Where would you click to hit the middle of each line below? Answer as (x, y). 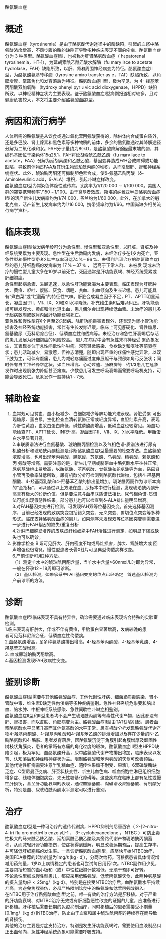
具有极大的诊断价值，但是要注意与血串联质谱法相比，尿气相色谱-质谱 (87, 494)
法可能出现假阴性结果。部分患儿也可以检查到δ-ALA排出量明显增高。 (82, 500)
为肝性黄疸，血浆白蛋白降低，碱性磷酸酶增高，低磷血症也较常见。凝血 (84, 425)
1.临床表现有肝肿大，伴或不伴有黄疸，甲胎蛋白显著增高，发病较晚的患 (76, 629)
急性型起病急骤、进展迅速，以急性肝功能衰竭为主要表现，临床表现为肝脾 (79, 284)
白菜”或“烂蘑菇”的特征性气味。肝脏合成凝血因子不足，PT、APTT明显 (85, 296)
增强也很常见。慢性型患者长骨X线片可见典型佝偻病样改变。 (77, 549)
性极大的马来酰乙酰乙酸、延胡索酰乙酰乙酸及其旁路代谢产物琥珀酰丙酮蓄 (79, 838)
